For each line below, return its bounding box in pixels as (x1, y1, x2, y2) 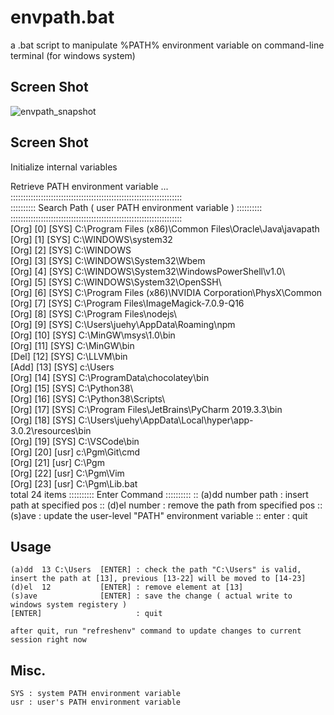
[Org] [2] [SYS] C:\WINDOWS (10, 244, 132, 256)
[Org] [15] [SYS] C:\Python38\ (10, 382, 134, 394)
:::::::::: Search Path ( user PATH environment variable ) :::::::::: (10, 201, 263, 213)
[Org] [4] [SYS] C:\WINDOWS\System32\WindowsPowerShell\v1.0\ (10, 265, 286, 277)
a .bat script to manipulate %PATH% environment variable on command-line (10, 39, 325, 51)
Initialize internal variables (10, 161, 118, 173)
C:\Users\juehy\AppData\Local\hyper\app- (78, 414, 254, 426)
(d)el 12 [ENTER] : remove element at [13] (10, 582, 244, 593)
